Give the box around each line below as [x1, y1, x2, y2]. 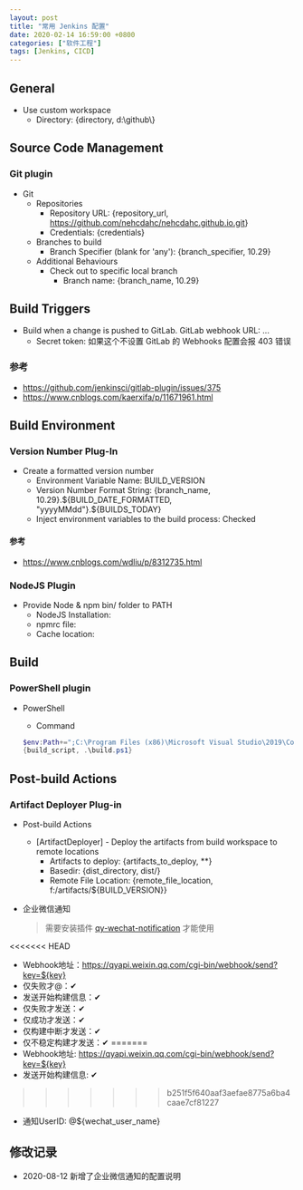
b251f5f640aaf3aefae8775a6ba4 [166, 1088, 291, 1098]
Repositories [35, 198, 83, 208]
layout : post [9, 13, 59, 23]
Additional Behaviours [35, 256, 118, 266]
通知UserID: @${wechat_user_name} [22, 1116, 161, 1127]
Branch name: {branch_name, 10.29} [62, 275, 200, 285]
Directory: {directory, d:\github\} [35, 114, 156, 125]
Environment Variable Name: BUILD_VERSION [35, 475, 205, 486]
